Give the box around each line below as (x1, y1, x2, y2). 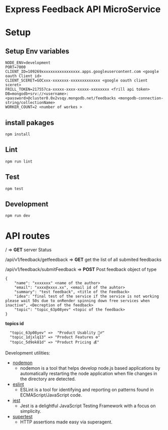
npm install (5, 132, 30, 137)
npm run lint (5, 159, 33, 164)
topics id (5, 321, 24, 327)
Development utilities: (5, 350, 50, 356)
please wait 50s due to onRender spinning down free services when (5, 298, 150, 303)
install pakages (5, 118, 54, 127)
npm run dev (5, 213, 30, 218)
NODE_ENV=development (5, 60, 51, 65)
